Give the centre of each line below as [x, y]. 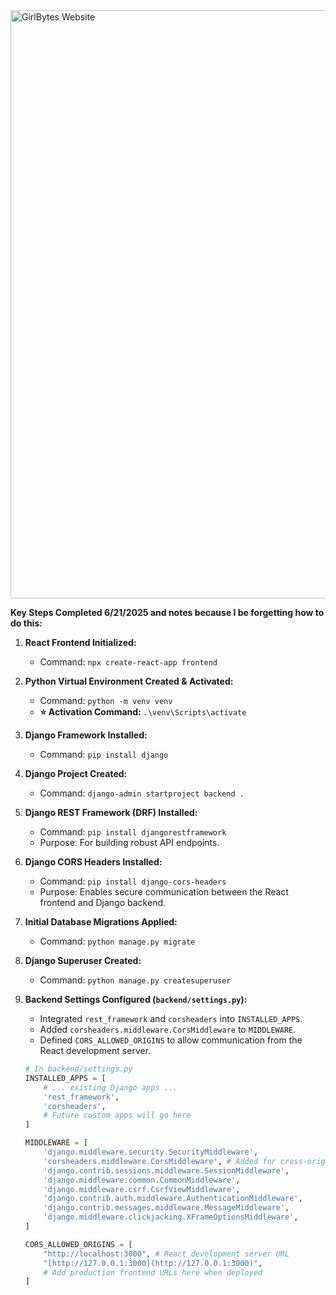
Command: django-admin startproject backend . [142, 793]
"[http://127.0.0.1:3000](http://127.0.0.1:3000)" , [153, 1263]
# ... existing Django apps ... [110, 1087]
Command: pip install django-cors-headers [133, 881]
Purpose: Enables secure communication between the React [164, 892]
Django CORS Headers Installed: [93, 862]
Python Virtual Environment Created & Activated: [129, 681]
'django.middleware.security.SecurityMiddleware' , [151, 1152]
